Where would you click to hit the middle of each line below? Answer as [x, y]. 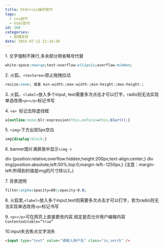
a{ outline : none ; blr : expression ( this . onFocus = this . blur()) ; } [68, 120]
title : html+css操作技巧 [29, 10]
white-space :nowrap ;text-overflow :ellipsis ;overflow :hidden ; [69, 65]
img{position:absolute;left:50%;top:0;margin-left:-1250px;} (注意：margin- [80, 165]
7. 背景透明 [16, 181]
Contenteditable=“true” [29, 222]
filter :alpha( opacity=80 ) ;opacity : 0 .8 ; [46, 190]
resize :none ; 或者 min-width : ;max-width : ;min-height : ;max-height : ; [75, 84]
